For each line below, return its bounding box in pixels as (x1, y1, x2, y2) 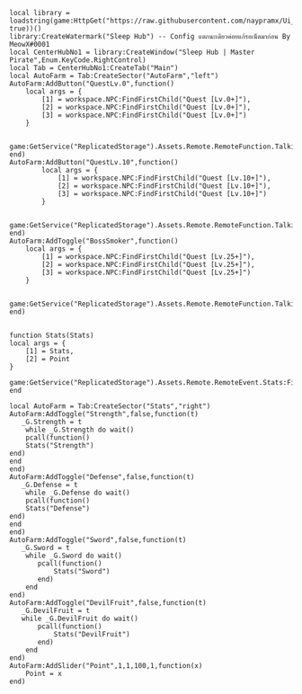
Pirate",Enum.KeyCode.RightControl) (9, 56, 147, 65)
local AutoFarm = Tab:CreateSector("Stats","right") (9, 402, 211, 411)
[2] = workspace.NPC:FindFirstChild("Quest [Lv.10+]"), (57, 182, 271, 191)
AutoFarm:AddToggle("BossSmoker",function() (9, 236, 179, 245)
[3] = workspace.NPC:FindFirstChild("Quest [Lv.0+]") (41, 111, 247, 120)
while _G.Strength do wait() (25, 425, 135, 434)
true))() (9, 24, 42, 33)
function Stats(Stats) (9, 331, 94, 340)
